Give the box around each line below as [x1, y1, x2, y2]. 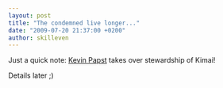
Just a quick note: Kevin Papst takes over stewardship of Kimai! [8, 55, 216, 65]
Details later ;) [8, 71, 54, 80]
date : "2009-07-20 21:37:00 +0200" [8, 26, 126, 34]
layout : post [8, 11, 52, 20]
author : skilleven [8, 33, 69, 42]
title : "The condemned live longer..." [8, 19, 140, 27]
